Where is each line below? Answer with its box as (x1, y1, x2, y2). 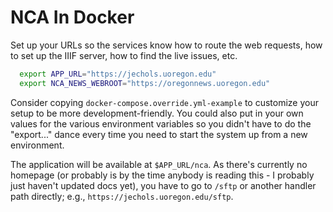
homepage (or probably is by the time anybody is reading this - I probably (10, 169, 315, 181)
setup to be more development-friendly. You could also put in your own (10, 107, 304, 119)
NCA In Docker (10, 6, 135, 29)
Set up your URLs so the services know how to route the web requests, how (10, 39, 323, 51)
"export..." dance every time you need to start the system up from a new (10, 128, 308, 140)
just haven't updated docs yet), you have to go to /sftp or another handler (10, 179, 317, 191)
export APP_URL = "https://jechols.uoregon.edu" (19, 69, 217, 79)
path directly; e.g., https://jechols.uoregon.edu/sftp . (10, 190, 234, 202)
